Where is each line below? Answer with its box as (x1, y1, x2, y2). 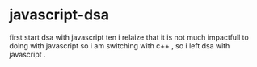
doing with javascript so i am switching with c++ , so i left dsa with (9, 40, 230, 50)
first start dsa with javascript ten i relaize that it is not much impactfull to (9, 32, 249, 42)
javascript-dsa (9, 6, 110, 24)
